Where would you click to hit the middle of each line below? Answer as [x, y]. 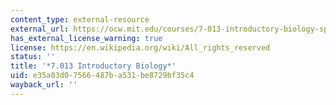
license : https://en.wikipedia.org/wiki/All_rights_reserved [140, 47]
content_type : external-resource [80, 19]
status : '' [33, 57]
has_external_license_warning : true [86, 38]
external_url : [40, 29]
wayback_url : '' [44, 85]
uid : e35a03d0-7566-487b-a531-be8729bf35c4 [102, 76]
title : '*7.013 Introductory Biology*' [93, 66]
